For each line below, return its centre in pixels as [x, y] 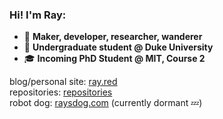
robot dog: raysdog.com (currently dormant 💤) [106, 103]
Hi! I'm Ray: [38, 15]
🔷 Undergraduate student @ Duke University [118, 47]
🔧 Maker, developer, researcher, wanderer [113, 37]
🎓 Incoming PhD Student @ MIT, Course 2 [114, 59]
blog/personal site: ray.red [63, 82]
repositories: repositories [61, 92]
